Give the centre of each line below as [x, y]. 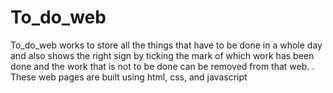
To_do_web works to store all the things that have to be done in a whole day [166, 45]
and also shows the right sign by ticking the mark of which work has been [162, 55]
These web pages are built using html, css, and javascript [129, 77]
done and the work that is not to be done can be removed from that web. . [162, 66]
